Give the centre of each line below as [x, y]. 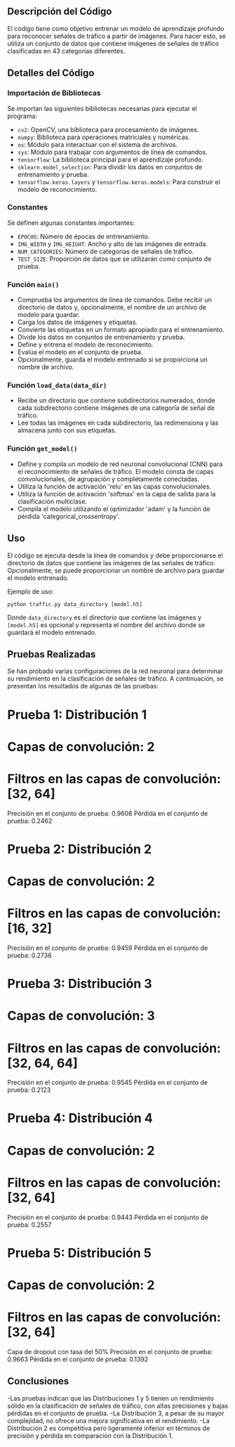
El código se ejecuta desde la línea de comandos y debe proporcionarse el [115, 555]
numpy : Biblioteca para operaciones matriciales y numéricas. [104, 137]
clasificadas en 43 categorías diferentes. [66, 51]
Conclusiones [38, 1381]
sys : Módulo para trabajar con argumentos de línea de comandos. [113, 152]
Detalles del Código [51, 73]
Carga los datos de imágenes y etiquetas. [78, 322]
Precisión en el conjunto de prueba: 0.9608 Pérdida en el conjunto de [108, 813]
